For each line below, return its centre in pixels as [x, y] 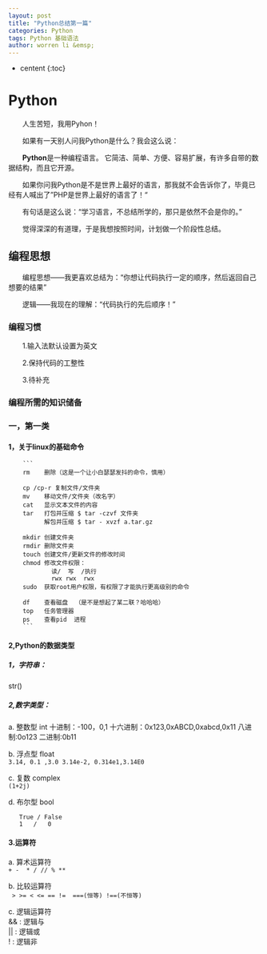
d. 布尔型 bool [31, 802]
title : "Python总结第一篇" [50, 23]
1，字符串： [28, 665]
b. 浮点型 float [32, 754]
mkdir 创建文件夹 [48, 538]
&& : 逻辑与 [26, 921]
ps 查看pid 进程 [54, 620]
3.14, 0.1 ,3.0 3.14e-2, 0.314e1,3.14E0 [77, 762]
